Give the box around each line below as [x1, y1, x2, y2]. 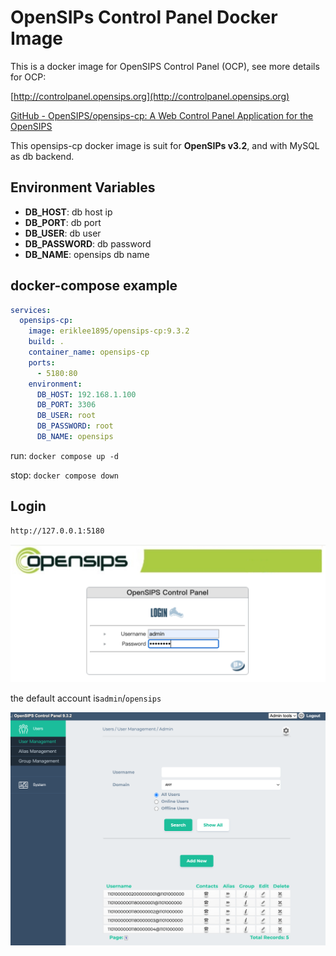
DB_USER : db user [24, 227, 102, 239]
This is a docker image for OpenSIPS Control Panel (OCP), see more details [10, 60, 320, 72]
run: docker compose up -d [10, 449, 119, 461]
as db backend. [10, 150, 75, 162]
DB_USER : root [36, 411, 97, 421]
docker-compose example [10, 277, 178, 295]
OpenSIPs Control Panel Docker [10, 6, 278, 29]
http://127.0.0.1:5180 [10, 526, 105, 536]
